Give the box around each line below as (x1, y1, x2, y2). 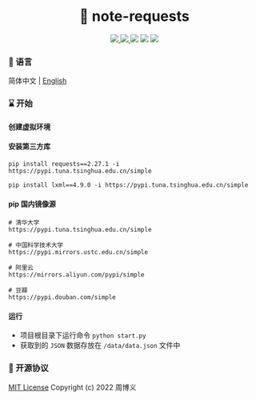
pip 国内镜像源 (8, 199, 56, 208)
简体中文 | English (8, 76, 67, 86)
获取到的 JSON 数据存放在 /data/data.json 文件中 (19, 341, 181, 350)
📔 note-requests (79, 7, 190, 26)
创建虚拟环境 (8, 122, 50, 131)
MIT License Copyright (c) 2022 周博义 (8, 382, 137, 392)
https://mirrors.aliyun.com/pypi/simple (8, 271, 146, 279)
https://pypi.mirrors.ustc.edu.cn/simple (8, 248, 149, 257)
